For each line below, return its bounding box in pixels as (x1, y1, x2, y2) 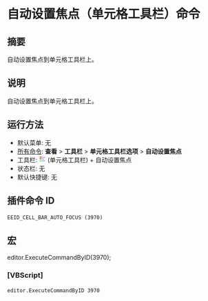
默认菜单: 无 (17, 138, 52, 146)
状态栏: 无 (17, 164, 45, 172)
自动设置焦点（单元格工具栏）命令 (7, 6, 201, 22)
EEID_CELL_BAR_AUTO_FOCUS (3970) (7, 214, 103, 221)
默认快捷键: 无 (17, 172, 57, 181)
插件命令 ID (7, 195, 55, 207)
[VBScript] (7, 271, 43, 280)
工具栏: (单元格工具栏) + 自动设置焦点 (17, 155, 132, 164)
